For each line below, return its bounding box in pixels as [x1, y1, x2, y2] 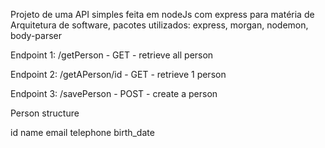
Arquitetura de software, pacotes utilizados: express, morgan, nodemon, [10, 19, 309, 31]
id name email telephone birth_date [10, 127, 155, 138]
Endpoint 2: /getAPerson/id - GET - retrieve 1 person [10, 69, 227, 80]
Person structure [10, 107, 80, 119]
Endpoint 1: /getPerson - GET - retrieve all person [10, 49, 214, 61]
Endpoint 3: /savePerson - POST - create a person [10, 88, 218, 99]
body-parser [10, 30, 63, 41]
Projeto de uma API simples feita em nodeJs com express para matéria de [10, 9, 315, 20]
